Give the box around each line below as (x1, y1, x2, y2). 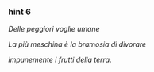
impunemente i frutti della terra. (8, 55, 113, 65)
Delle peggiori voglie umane (8, 25, 101, 34)
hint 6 (8, 6, 32, 17)
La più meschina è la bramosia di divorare (8, 40, 147, 49)
